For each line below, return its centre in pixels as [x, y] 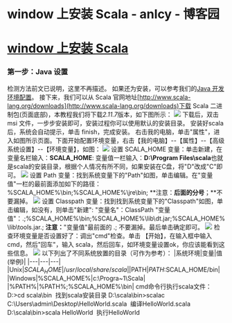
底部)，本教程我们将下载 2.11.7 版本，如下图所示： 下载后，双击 [126, 114]
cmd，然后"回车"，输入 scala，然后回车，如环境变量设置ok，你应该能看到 [113, 244]
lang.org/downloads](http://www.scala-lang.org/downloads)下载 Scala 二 [112, 105]
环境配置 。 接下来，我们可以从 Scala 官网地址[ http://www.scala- [99, 97]
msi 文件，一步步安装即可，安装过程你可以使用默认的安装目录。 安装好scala [115, 123]
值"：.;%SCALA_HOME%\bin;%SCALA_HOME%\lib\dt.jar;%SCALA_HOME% [116, 218]
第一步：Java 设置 [37, 72]
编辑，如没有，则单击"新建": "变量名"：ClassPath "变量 [92, 209]
